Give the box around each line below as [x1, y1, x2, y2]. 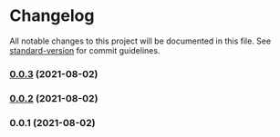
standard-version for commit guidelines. [9, 44, 161, 55]
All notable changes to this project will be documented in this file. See [9, 35, 272, 46]
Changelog [9, 5, 95, 26]
